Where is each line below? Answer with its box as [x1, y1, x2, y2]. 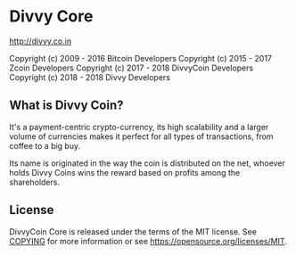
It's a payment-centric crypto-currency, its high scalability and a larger [9, 121, 269, 132]
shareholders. [9, 177, 61, 187]
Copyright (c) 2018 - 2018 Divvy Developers [9, 71, 171, 82]
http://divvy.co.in [9, 36, 72, 46]
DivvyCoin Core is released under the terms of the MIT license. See [9, 226, 257, 237]
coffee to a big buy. [9, 140, 81, 151]
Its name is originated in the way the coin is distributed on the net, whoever [9, 158, 285, 169]
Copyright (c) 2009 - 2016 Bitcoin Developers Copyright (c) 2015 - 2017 [9, 53, 273, 63]
